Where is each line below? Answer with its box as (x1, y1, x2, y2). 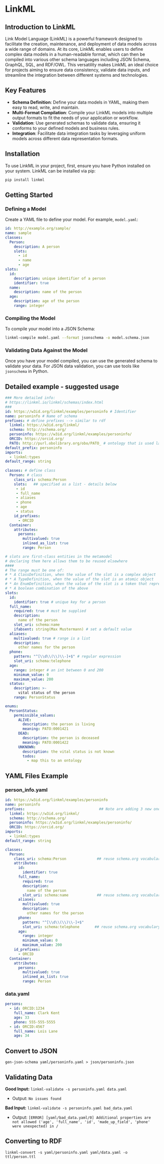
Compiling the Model (5, 315, 56, 321)
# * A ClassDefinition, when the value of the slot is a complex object (5, 572, 156, 577)
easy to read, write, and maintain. (12, 104, 80, 110)
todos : (22, 754, 36, 759)
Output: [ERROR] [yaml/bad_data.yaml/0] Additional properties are (12, 1114, 151, 1120)
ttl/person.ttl (5, 1154, 36, 1159)
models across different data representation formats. (12, 135, 119, 141)
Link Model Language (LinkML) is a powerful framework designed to (5, 36, 143, 42)
